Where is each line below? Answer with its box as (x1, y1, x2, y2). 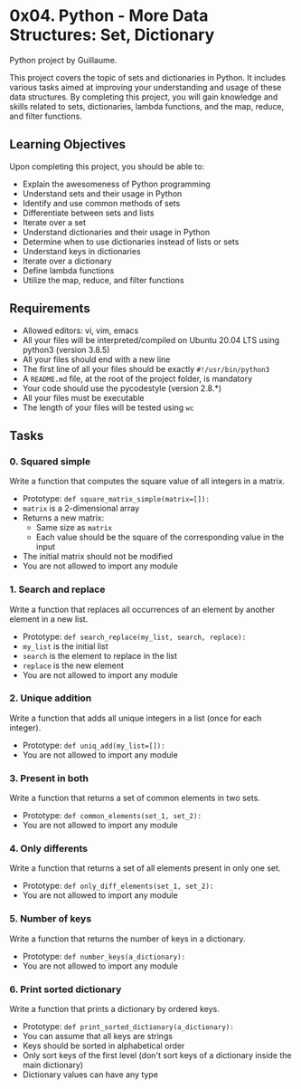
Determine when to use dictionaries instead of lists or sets (22, 236, 240, 247)
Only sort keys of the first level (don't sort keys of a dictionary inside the (22, 1050, 292, 1061)
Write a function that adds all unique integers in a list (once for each (9, 712, 262, 723)
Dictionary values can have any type (22, 1069, 158, 1080)
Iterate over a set (22, 216, 87, 227)
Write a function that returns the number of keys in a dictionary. (9, 933, 246, 944)
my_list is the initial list (22, 640, 108, 652)
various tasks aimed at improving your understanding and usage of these (9, 81, 282, 92)
